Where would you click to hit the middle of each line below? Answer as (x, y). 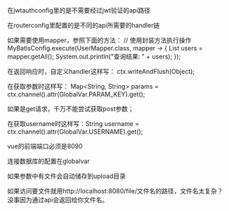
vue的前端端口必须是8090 (45, 146)
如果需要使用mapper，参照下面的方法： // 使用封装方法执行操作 (99, 40)
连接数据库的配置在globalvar (48, 161)
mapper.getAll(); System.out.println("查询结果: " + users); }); (94, 56)
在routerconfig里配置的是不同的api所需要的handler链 (84, 25)
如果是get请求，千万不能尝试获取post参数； (71, 109)
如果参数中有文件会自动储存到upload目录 (67, 176)
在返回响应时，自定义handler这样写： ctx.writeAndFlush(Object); (101, 71)
